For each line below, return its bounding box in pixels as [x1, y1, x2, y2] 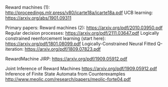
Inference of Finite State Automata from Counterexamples [5, 71, 126, 77]
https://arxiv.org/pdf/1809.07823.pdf [24, 46, 101, 52]
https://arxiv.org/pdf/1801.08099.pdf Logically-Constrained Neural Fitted [5, 41, 156, 47]
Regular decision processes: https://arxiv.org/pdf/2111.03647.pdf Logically [5, 30, 159, 36]
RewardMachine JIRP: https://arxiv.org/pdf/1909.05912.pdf [5, 56, 128, 62]
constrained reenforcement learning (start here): [5, 35, 106, 41]
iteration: [5, 46, 24, 52]
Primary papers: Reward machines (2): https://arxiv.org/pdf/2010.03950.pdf [5, 25, 163, 31]
